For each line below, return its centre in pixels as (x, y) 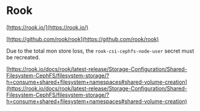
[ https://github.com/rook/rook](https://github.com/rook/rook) (83, 39)
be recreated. (23, 57)
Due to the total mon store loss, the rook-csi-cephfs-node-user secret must (100, 51)
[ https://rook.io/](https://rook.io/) (48, 27)
